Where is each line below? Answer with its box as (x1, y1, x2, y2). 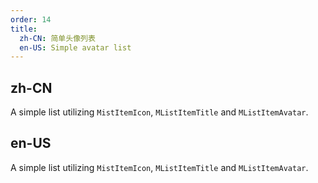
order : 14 (10, 14, 52, 25)
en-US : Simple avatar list (19, 42, 132, 53)
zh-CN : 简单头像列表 (19, 33, 96, 43)
